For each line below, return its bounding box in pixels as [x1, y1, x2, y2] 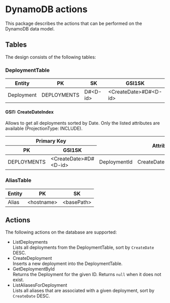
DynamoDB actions [5, 4, 88, 15]
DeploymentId [99, 158, 133, 165]
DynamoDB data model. [5, 25, 55, 31]
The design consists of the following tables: [5, 54, 96, 60]
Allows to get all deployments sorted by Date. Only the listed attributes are [5, 120, 160, 126]
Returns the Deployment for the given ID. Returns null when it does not [12, 272, 161, 278]
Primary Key [35, 138, 67, 145]
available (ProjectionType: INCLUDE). [5, 125, 82, 131]
